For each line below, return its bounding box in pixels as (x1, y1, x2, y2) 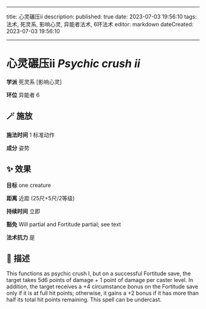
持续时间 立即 (6, 207, 40, 215)
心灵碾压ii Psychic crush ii (6, 57, 140, 71)
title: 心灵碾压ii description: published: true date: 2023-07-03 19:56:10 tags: (6, 13, 197, 20)
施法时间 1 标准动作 (6, 131, 55, 138)
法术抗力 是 (6, 233, 35, 241)
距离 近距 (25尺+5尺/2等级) (6, 194, 75, 201)
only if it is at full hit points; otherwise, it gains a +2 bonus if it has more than (6, 289, 199, 297)
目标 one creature (6, 181, 51, 189)
